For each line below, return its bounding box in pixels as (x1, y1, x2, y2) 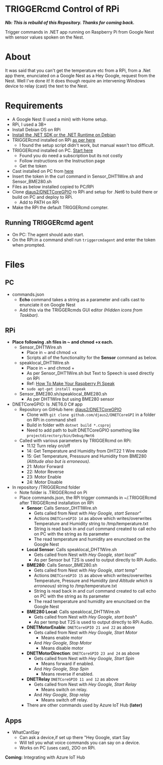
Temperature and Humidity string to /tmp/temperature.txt (34, 521, 148, 527)
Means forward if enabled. (41, 661, 94, 667)
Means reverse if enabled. (41, 671, 94, 677)
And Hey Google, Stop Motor (34, 640, 92, 646)
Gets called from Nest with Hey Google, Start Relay (34, 682, 137, 687)
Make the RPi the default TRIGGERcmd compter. (12, 204, 109, 210)
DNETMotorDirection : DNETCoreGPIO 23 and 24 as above (26, 650, 140, 656)
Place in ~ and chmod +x (26, 350, 77, 355)
